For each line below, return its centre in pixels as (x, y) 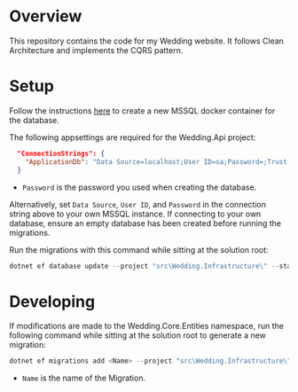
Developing (52, 301)
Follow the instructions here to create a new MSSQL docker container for (142, 110)
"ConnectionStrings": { (61, 153)
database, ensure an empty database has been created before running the (145, 223)
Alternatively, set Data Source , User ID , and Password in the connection (137, 204)
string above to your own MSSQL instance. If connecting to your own (135, 214)
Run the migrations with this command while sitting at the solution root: (139, 249)
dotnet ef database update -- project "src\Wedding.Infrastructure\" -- (144, 266)
